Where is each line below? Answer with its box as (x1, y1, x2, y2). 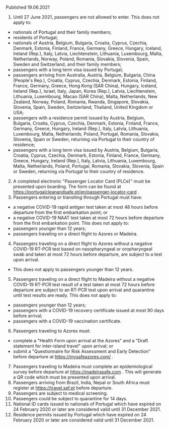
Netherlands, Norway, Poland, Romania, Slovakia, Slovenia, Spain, (13, 56, 150, 62)
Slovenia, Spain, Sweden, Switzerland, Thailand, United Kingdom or (13, 104, 153, 110)
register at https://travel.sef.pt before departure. (13, 385, 113, 391)
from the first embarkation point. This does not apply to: (13, 220, 129, 226)
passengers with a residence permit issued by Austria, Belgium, (13, 115, 145, 120)
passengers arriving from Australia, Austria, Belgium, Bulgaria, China (13, 72, 155, 78)
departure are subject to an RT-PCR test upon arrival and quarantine (13, 287, 155, 293)
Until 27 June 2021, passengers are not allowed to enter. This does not (13, 14, 160, 20)
